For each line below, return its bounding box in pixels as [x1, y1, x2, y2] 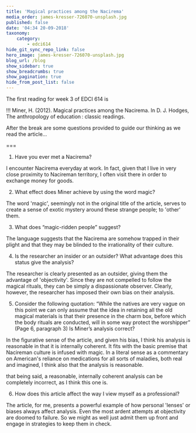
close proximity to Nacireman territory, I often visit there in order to [6, 171, 167, 178]
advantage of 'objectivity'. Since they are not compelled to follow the [6, 277, 172, 283]
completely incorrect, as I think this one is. [6, 379, 108, 386]
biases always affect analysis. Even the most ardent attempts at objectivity [6, 408, 186, 415]
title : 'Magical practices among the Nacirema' [6, 8, 125, 15]
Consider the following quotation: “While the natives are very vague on [14, 300, 185, 307]
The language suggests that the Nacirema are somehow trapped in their [6, 235, 180, 242]
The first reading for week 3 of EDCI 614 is [6, 96, 109, 103]
